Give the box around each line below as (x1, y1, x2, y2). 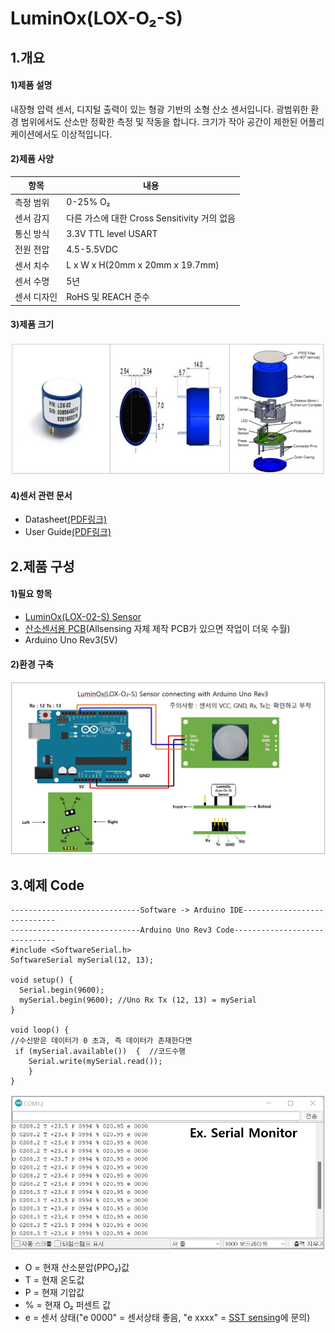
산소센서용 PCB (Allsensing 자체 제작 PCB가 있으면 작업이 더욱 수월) (24, 622, 291, 634)
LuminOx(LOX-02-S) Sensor (24, 610, 142, 622)
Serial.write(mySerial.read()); (28, 1057, 163, 1067)
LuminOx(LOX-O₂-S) (10, 7, 183, 30)
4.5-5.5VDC (66, 243, 119, 255)
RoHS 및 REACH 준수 (66, 291, 150, 303)
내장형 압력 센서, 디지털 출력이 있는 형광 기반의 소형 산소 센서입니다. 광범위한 (10, 103, 309, 115)
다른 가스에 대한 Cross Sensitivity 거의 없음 (66, 212, 236, 224)
